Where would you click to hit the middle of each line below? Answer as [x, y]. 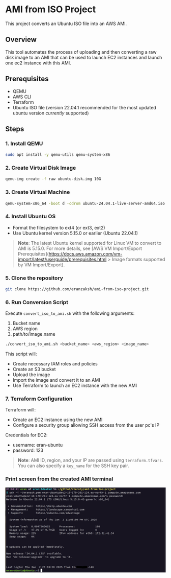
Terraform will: [21, 410]
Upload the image [31, 375]
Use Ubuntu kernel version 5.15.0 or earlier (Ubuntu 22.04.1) [75, 233]
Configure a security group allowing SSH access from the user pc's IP [86, 425]
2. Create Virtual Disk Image [41, 168]
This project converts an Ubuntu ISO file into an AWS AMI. [66, 24]
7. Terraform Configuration [39, 399]
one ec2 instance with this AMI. [38, 63]
